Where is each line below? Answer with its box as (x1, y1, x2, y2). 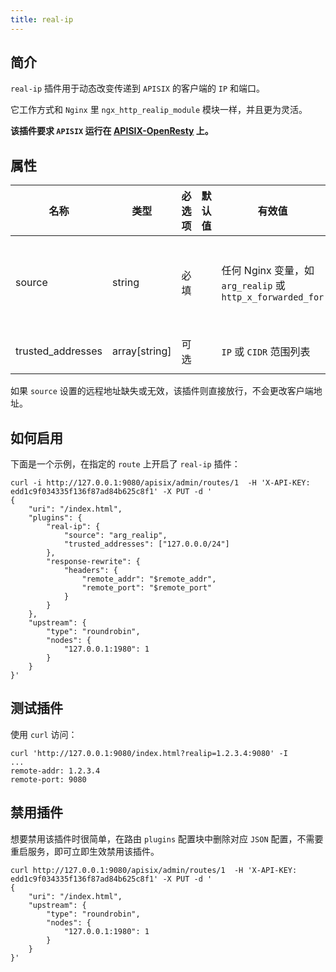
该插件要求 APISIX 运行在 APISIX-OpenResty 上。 (10, 125, 214, 137)
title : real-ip (10, 14, 74, 25)
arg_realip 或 (221, 279, 286, 293)
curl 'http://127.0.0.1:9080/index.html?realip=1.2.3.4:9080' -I (10, 748, 288, 758)
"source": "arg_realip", (63, 531, 168, 541)
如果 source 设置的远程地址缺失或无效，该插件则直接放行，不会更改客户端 (10, 385, 314, 397)
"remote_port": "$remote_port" (81, 583, 213, 593)
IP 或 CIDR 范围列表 (221, 345, 311, 359)
